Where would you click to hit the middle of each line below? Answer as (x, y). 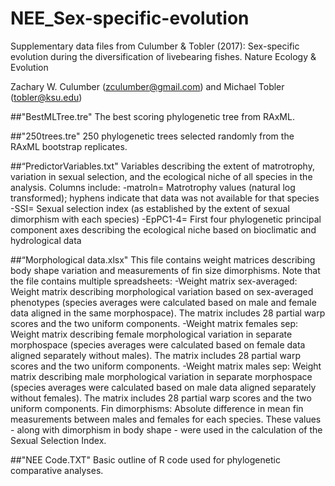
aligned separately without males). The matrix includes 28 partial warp (155, 355)
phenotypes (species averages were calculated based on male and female (163, 302)
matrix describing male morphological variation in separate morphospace (161, 376)
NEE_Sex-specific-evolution (130, 18)
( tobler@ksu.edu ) (46, 97)
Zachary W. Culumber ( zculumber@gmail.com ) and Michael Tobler (147, 86)
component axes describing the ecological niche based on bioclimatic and (163, 229)
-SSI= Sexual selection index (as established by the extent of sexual (150, 208)
